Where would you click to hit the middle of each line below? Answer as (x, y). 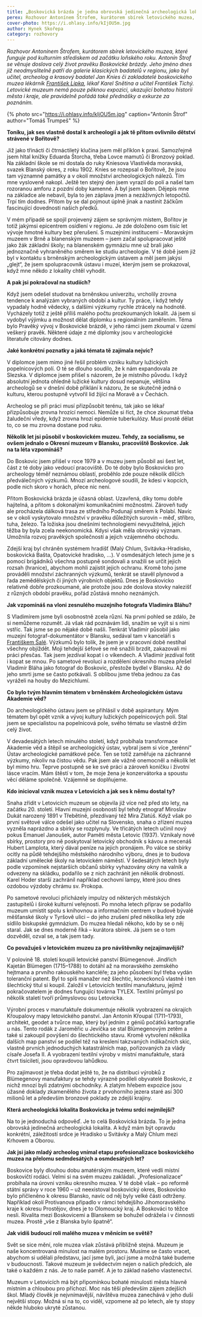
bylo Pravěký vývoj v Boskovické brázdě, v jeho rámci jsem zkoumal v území (101, 326)
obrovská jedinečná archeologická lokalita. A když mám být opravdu (91, 1128)
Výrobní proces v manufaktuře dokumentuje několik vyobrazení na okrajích (100, 1010)
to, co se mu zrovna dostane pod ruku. (55, 425)
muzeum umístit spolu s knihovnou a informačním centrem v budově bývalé (100, 911)
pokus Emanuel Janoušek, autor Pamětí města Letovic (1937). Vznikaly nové (101, 835)
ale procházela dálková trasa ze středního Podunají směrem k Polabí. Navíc (100, 511)
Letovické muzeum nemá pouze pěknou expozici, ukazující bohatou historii (100, 90)
